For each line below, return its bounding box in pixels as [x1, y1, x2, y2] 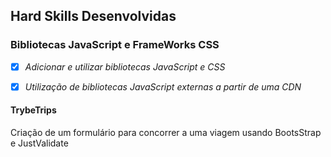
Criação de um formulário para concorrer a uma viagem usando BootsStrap [10, 127, 322, 139]
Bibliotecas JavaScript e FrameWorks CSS [10, 38, 220, 52]
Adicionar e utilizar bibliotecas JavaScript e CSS [24, 60, 226, 73]
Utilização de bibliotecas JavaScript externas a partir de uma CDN [24, 80, 302, 93]
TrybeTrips [10, 104, 57, 116]
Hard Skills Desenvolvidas [10, 8, 177, 25]
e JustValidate [10, 137, 69, 149]
